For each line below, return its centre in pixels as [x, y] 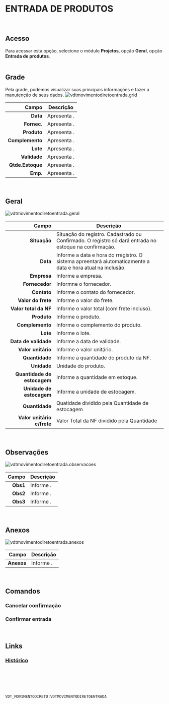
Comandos [23, 591]
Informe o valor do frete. [85, 300]
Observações [27, 452]
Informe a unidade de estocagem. [96, 392]
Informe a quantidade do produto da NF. [104, 358]
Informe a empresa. [79, 276]
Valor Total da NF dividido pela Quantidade [107, 421]
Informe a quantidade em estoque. [97, 377]
